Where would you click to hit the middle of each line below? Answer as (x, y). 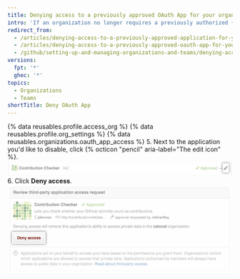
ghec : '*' (28, 75)
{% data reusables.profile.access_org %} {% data (80, 127)
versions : (22, 61)
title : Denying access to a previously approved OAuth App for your (111, 15)
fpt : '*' (27, 68)
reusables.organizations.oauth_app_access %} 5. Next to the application (114, 142)
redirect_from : (30, 30)
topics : (19, 83)
